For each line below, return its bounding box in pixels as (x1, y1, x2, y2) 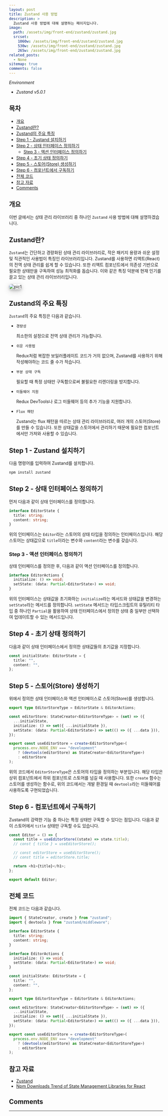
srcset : (13, 35, 29, 40)
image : (9, 25, 22, 30)
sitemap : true (9, 62, 38, 66)
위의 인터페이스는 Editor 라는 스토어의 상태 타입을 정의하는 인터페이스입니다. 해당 (9, 531, 163, 537)
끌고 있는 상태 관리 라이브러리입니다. (9, 274, 78, 280)
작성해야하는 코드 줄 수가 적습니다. (16, 359, 82, 365)
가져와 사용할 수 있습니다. (29, 431, 78, 437)
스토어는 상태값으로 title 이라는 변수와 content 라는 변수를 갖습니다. (9, 538, 138, 544)
